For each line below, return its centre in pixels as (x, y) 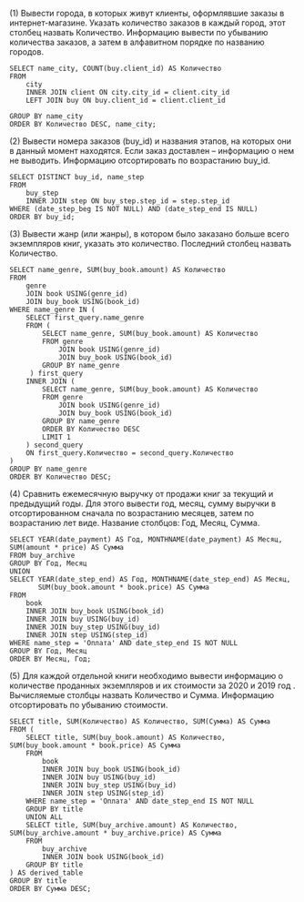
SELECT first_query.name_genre (85, 318)
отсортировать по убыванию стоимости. (89, 705)
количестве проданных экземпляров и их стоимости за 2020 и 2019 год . (152, 685)
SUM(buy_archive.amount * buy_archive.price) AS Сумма (116, 833)
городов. (26, 52)
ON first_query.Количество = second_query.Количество (130, 453)
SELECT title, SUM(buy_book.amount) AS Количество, (126, 737)
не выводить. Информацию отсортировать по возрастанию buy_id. (140, 160)
